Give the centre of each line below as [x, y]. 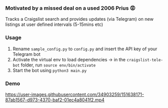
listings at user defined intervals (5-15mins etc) [54, 24]
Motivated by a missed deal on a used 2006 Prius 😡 [70, 8]
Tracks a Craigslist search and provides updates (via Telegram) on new [79, 19]
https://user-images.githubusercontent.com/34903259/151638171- [75, 94]
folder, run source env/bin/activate [58, 65]
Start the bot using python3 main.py [50, 70]
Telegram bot [26, 54]
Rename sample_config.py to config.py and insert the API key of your [85, 49]
